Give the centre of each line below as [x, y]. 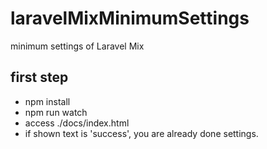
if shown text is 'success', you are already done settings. [141, 133]
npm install [47, 101]
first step [39, 77]
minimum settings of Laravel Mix [77, 46]
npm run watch [56, 112]
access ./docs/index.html [77, 123]
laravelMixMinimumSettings [130, 18]
